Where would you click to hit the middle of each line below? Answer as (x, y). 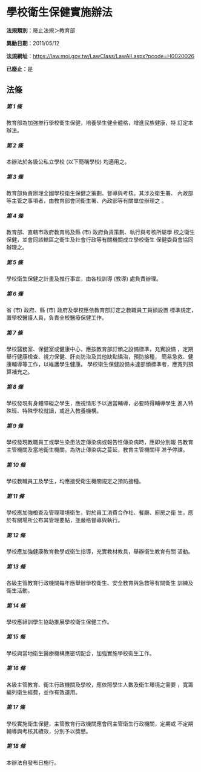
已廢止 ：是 (20, 69)
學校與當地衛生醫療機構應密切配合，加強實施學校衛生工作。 (81, 653)
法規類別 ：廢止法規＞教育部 (41, 30)
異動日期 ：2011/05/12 (33, 43)
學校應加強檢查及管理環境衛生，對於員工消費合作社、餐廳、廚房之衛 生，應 (100, 512)
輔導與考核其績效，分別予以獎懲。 (49, 731)
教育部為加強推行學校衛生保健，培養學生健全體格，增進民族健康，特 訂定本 (100, 123)
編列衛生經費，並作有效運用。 (43, 692)
